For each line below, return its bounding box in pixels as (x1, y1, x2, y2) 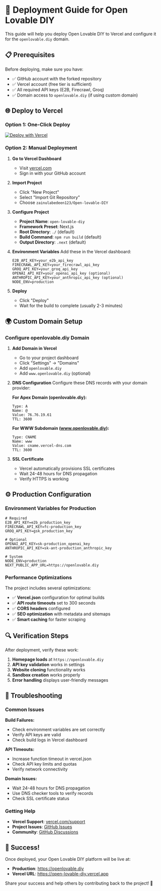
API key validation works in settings (12, 662, 85, 668)
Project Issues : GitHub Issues (12, 824, 72, 830)
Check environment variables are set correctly (12, 727, 106, 732)
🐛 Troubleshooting (5, 691, 62, 700)
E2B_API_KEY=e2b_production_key (5, 520, 71, 525)
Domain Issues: (5, 775, 37, 781)
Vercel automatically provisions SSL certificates (19, 466, 115, 471)
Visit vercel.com (19, 165, 52, 171)
